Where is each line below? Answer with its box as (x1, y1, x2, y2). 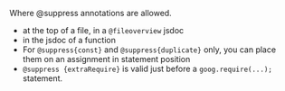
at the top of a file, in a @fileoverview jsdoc (22, 25, 185, 35)
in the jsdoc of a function (22, 35, 116, 45)
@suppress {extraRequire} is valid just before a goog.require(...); (22, 63, 273, 74)
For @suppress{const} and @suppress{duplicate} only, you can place (22, 44, 277, 55)
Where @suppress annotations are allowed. (9, 8, 172, 18)
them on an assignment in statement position (22, 54, 191, 64)
